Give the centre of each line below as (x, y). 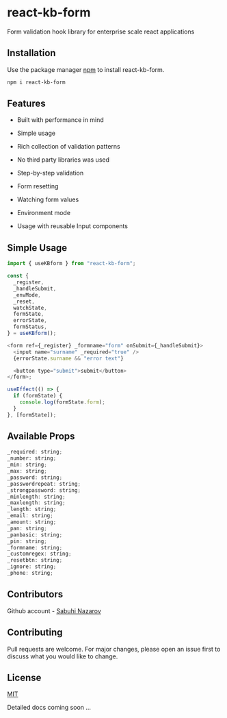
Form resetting (38, 186)
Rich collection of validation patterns (69, 147)
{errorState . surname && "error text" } (69, 358)
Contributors (35, 594)
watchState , (30, 308)
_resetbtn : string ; (35, 560)
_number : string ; (32, 458)
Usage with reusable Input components (72, 226)
